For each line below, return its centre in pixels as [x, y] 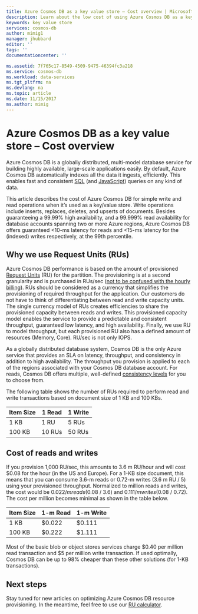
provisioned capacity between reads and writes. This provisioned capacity [97, 313]
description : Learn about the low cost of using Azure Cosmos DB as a [95, 17]
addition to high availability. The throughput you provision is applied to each [98, 361]
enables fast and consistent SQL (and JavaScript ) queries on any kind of [94, 181]
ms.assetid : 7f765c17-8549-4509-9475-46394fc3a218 [70, 66]
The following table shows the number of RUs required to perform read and [98, 391]
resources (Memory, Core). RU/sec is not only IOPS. [69, 338]
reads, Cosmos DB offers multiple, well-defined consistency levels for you [96, 374]
